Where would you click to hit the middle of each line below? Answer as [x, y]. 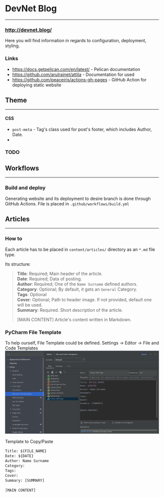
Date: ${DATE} [20, 456]
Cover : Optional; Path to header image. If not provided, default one [84, 299]
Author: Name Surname [27, 461]
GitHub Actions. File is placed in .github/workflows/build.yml [67, 203]
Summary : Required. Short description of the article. [70, 310]
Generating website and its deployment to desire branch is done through [78, 199]
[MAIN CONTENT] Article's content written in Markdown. [74, 320]
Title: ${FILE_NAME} [26, 451]
